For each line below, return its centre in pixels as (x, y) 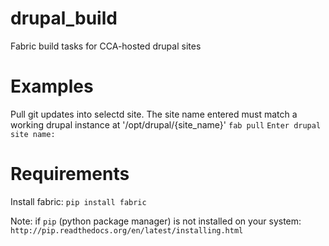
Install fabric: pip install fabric (78, 201)
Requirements (70, 174)
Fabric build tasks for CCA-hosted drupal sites (106, 46)
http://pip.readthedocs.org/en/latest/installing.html (127, 230)
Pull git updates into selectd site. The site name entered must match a (154, 114)
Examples (52, 86)
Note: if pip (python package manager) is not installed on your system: (156, 221)
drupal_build (64, 18)
